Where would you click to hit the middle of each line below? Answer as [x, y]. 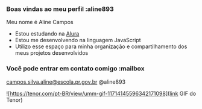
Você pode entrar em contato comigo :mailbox [75, 69]
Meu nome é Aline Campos [40, 22]
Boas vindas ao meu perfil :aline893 [60, 9]
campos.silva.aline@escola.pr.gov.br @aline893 [66, 82]
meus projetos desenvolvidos [52, 53]
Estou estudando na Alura [47, 34]
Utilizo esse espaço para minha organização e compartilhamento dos [101, 46]
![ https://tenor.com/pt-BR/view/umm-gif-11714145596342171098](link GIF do [101, 93]
